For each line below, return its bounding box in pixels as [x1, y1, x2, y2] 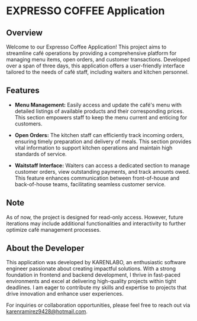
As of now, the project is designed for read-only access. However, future [6, 213, 183, 221]
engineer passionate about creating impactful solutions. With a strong [6, 265, 176, 273]
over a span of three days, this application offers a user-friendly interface [6, 62, 185, 69]
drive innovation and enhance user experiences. [6, 290, 124, 297]
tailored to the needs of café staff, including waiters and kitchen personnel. [6, 69, 189, 75]
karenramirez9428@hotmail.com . [6, 308, 88, 315]
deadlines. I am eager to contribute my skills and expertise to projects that [6, 284, 187, 291]
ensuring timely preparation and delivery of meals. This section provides [14, 138, 192, 145]
